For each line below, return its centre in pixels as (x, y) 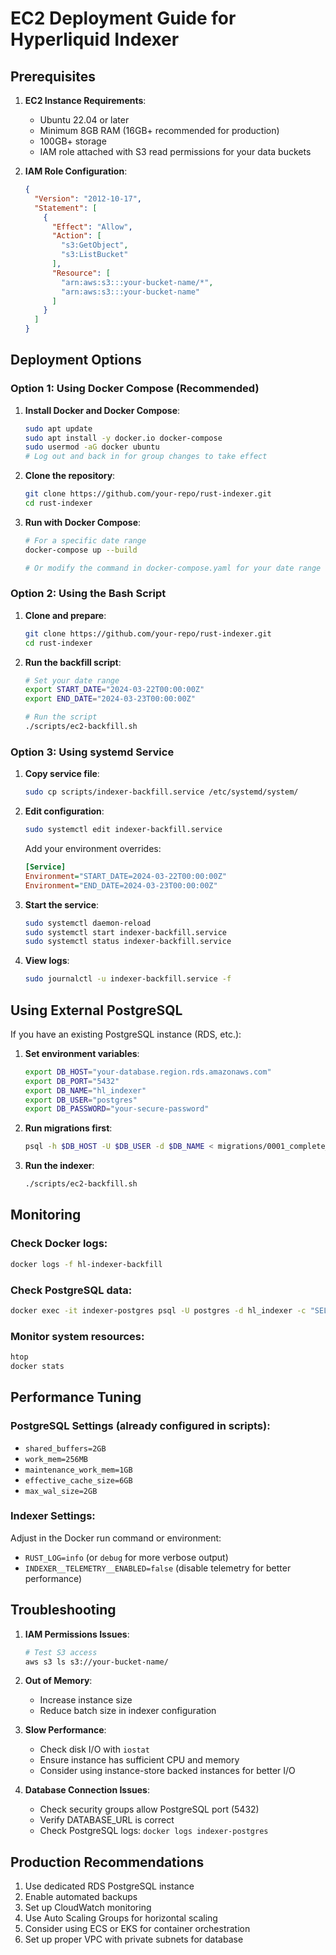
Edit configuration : (64, 811)
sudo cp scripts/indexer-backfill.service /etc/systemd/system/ (161, 792)
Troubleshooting (63, 1610)
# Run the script (61, 717)
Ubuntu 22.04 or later (84, 120)
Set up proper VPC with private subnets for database (134, 1939)
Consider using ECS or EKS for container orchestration (137, 1929)
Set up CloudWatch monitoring (88, 1908)
